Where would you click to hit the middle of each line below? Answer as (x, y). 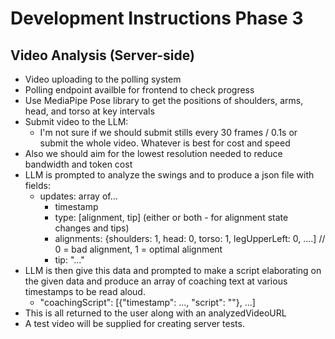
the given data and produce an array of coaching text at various (156, 281)
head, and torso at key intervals (89, 111)
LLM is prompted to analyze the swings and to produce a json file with (169, 175)
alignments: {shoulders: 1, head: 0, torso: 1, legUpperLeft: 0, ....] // (190, 238)
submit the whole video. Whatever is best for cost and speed (165, 143)
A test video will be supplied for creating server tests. (134, 323)
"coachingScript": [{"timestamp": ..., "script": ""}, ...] (147, 302)
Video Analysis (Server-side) (102, 55)
